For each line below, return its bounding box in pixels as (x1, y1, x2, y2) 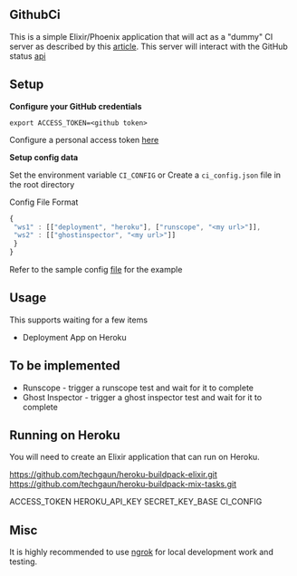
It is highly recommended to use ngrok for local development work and (9, 547, 273, 558)
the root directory (9, 178, 75, 189)
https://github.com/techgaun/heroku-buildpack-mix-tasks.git (9, 479, 237, 490)
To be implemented (9, 358, 120, 374)
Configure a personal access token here (9, 134, 159, 145)
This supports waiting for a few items (9, 314, 148, 325)
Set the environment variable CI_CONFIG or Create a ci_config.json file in (9, 169, 282, 180)
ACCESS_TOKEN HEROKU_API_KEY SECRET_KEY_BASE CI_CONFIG (9, 496, 263, 507)
